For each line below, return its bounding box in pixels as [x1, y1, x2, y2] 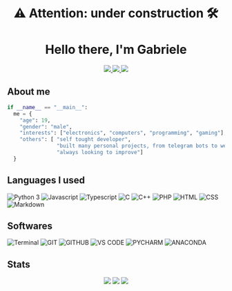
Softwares [7, 220, 53, 232]
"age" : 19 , [19, 117, 51, 124]
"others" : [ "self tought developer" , [19, 136, 131, 143]
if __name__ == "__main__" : [7, 104, 88, 111]
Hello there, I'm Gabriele [44, 42, 188, 57]
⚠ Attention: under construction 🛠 [13, 6, 219, 21]
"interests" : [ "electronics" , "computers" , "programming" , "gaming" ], [19, 129, 227, 137]
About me [7, 86, 50, 97]
